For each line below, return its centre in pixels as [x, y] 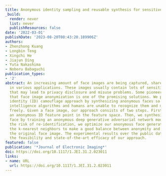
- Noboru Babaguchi [25, 70]
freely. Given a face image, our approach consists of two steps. [79, 111]
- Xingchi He [19, 55]
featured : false [22, 143]
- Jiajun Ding [20, 60]
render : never [24, 19]
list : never [22, 23]
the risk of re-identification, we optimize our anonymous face [77, 124]
